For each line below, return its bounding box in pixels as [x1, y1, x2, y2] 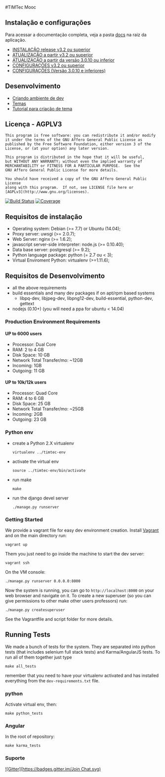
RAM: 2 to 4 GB [12, 347, 44, 353]
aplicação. [5, 37, 26, 43]
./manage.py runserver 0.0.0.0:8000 [5, 578, 81, 584]
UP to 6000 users [5, 331, 42, 336]
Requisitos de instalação [5, 213, 82, 221]
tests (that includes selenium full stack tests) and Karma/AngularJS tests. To [5, 649, 161, 655]
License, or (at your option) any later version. [5, 146, 110, 151]
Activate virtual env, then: [5, 701, 57, 708]
